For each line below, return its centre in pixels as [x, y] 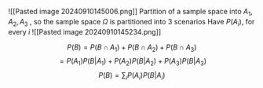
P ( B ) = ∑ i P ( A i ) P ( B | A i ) [132, 76]
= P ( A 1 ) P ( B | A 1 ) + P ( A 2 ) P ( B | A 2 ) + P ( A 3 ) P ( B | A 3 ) [133, 62]
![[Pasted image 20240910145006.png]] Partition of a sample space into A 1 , [130, 13]
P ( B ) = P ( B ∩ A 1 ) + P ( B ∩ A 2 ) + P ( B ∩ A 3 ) [132, 48]
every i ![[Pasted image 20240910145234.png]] [85, 31]
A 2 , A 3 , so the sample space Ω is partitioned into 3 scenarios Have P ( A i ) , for [131, 22]
